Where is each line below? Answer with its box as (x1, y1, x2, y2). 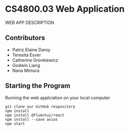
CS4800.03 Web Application (5, 3, 125, 15)
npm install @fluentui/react (5, 112, 64, 118)
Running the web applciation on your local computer (5, 94, 110, 101)
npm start (5, 121, 25, 126)
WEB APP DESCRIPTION (5, 20, 55, 25)
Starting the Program (5, 82, 71, 90)
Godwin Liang (12, 62, 41, 68)
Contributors (5, 34, 45, 42)
